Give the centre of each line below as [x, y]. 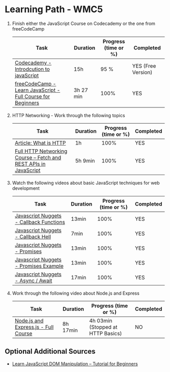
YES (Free [144, 66]
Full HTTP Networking [41, 151]
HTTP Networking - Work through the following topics [69, 115]
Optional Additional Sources [50, 351]
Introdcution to [32, 69]
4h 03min [101, 321]
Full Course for [32, 96]
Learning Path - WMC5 [54, 9]
